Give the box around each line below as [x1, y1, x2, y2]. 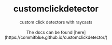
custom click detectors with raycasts [19, 19, 93, 25]
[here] [73, 29, 86, 35]
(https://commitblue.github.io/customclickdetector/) [4, 34, 108, 40]
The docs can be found [26, 29, 73, 35]
